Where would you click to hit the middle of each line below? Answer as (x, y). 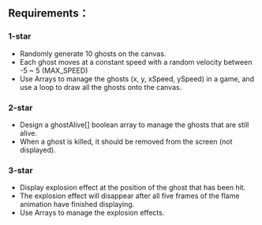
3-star (21, 170)
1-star (20, 36)
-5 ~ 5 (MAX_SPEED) (54, 70)
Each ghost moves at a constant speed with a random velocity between (136, 62)
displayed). (38, 150)
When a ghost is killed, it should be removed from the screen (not (126, 141)
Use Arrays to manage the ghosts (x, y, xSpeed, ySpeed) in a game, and (137, 79)
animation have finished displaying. (77, 204)
